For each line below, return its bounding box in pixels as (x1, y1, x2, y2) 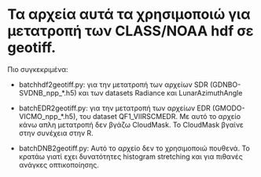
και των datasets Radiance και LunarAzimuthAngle (78, 88, 243, 97)
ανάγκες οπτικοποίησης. (18, 160, 100, 169)
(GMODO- (212, 103, 245, 113)
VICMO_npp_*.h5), (18, 111, 78, 121)
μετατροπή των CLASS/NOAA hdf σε (7, 22, 254, 40)
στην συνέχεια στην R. (18, 128, 94, 138)
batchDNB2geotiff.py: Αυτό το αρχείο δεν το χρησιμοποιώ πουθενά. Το (18, 143, 251, 153)
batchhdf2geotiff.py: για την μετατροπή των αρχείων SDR (18, 80, 209, 89)
